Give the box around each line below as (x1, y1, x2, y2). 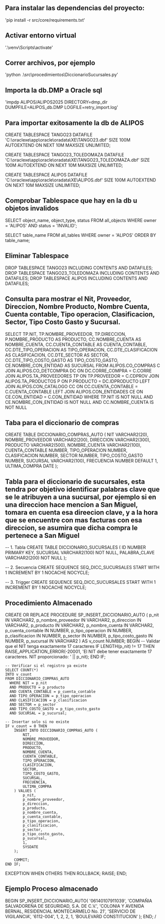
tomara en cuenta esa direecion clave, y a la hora (5, 508, 159, 517)
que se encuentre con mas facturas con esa (5, 516, 142, 524)
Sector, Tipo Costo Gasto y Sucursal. (5, 318, 121, 326)
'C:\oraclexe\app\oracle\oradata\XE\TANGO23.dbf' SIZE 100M (5, 137, 131, 143)
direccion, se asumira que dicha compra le (5, 524, 138, 532)
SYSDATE (23, 844, 38, 850)
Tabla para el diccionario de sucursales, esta (5, 477, 145, 486)
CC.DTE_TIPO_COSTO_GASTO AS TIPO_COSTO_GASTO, (5, 357, 119, 363)
